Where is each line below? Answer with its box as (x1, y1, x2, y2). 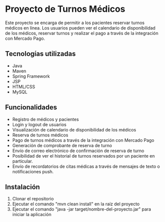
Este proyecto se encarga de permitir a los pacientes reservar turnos (5, 20, 145, 26)
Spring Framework (12, 73, 50, 79)
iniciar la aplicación (12, 212, 52, 218)
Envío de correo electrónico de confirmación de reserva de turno (12, 148, 144, 154)
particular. (12, 158, 33, 164)
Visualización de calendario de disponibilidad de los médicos (12, 127, 136, 132)
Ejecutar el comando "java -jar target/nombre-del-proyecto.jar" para (12, 206, 151, 212)
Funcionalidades (5, 103, 58, 112)
